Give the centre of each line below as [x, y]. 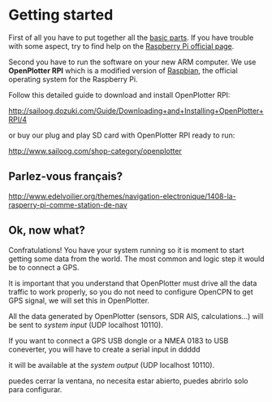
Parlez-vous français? [66, 177]
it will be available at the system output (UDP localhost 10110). [112, 365]
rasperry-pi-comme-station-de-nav [68, 204]
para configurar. [35, 389]
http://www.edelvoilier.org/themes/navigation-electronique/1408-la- [123, 196]
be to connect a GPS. [44, 267]
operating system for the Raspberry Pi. [73, 79]
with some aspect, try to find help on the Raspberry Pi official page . [121, 46]
